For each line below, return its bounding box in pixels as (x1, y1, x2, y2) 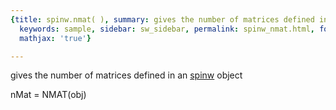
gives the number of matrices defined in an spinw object (10, 69, 243, 81)
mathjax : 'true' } (19, 33, 92, 43)
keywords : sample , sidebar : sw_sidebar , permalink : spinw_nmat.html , (19, 24, 315, 34)
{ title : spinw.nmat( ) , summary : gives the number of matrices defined (10, 14, 315, 25)
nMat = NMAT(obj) (10, 89, 87, 101)
